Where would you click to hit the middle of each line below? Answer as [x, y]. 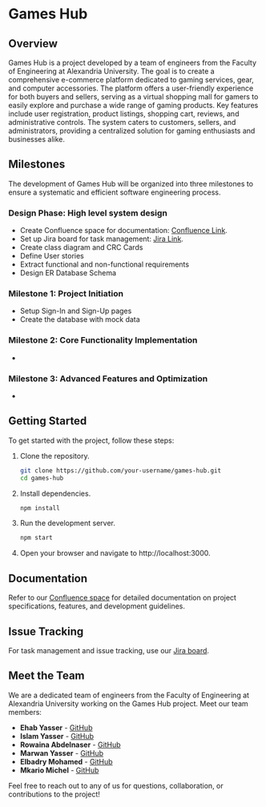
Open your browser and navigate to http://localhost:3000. [115, 553]
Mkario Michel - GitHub [59, 770]
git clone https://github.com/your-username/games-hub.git [121, 470]
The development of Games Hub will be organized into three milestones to [131, 183]
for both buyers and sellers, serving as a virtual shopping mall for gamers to [133, 96]
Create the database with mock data [80, 319]
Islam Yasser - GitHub [57, 736]
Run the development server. [68, 523]
